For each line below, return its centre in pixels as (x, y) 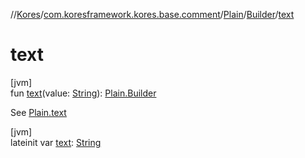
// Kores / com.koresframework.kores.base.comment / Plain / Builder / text (152, 14)
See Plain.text (38, 112)
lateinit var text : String (56, 142)
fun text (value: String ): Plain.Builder (83, 93)
